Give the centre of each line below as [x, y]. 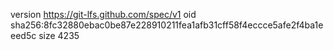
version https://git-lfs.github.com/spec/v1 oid [103, 14]
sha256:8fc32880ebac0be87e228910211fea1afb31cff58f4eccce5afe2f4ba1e [167, 25]
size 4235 [59, 35]
